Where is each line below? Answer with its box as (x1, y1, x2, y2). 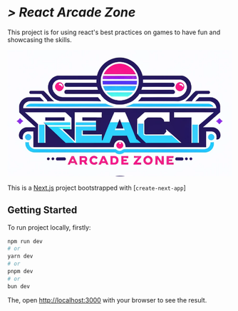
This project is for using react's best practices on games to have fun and (7, 28, 221, 36)
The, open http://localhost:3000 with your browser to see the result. (7, 295, 207, 304)
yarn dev (7, 253, 33, 260)
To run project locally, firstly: (7, 223, 91, 232)
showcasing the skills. (7, 35, 73, 44)
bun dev (7, 282, 31, 290)
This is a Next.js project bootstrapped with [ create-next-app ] (7, 183, 187, 192)
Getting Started (7, 204, 78, 216)
